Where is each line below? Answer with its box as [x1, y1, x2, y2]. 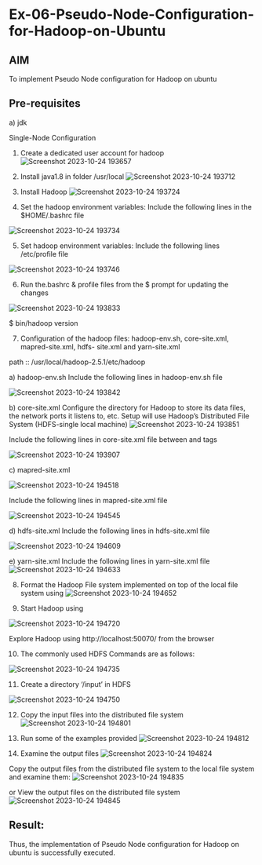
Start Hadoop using [20, 603, 84, 613]
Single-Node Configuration [9, 133, 96, 142]
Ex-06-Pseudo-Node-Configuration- [9, 5, 254, 24]
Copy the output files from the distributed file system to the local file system [9, 764, 255, 773]
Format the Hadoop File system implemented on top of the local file [20, 579, 238, 589]
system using [20, 588, 64, 597]
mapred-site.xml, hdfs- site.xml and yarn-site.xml [20, 341, 180, 351]
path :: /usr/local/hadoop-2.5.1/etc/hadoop [9, 357, 146, 367]
